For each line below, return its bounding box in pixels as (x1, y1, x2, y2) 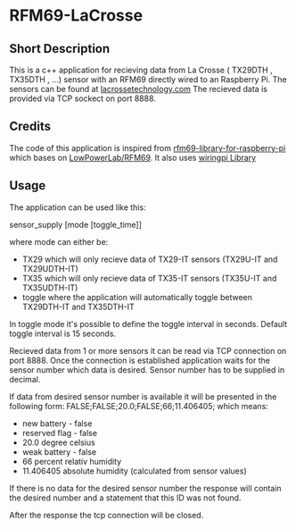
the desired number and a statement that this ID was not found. (9, 492, 242, 503)
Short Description (9, 41, 111, 56)
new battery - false (21, 417, 93, 429)
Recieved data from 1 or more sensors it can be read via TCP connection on (9, 345, 287, 356)
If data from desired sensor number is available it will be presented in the (9, 390, 277, 402)
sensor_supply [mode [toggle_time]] (9, 219, 143, 230)
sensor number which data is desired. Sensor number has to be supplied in (9, 364, 285, 375)
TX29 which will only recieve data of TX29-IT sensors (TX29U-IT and (21, 254, 278, 264)
